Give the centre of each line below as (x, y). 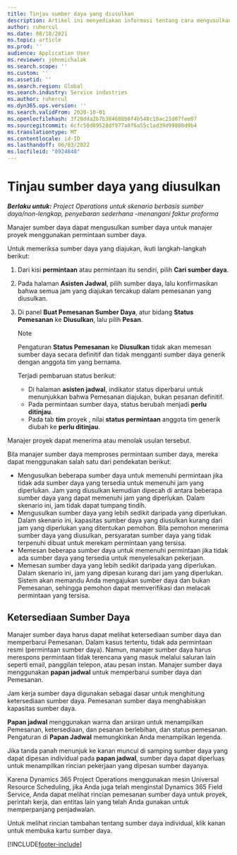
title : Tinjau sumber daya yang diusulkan (71, 14)
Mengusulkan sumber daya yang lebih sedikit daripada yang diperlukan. (122, 513)
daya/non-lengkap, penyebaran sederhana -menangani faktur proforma (113, 213)
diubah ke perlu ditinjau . (64, 426)
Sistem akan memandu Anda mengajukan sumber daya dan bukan (114, 580)
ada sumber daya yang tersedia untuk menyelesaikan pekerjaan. (111, 558)
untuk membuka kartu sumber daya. (60, 830)
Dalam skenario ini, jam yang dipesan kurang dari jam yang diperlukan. (120, 573)
